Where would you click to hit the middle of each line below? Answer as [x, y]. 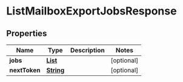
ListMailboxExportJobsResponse [91, 11]
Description [87, 50]
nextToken [25, 70]
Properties [27, 33]
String [55, 70]
